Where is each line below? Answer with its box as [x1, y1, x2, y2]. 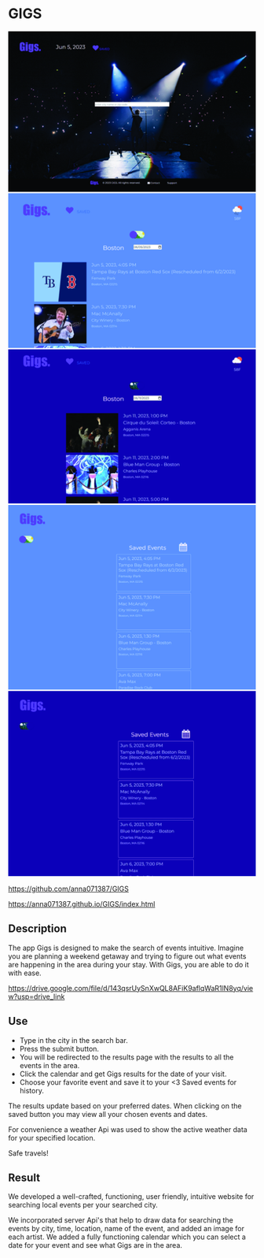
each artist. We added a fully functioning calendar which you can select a [8, 1232, 246, 1241]
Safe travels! [8, 1148, 49, 1158]
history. [19, 1085, 45, 1095]
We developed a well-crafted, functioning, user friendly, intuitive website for [8, 1192, 255, 1201]
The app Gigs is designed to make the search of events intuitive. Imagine [8, 943, 244, 952]
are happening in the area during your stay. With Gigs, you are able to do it [8, 959, 249, 969]
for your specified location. [8, 1133, 96, 1142]
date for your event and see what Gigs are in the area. [8, 1241, 183, 1250]
